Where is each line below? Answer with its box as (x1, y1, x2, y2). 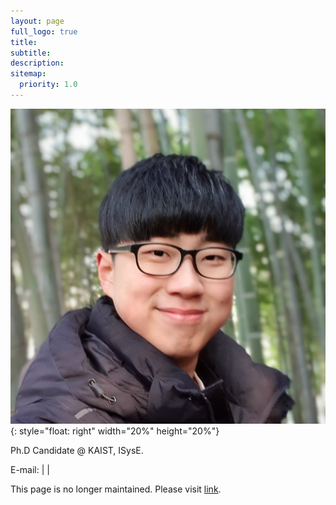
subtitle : (10, 48, 52, 58)
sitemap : (10, 69, 47, 79)
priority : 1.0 (19, 80, 78, 90)
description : (10, 58, 65, 69)
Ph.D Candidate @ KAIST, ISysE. (10, 444, 144, 456)
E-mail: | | (10, 463, 50, 475)
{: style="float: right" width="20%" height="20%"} (10, 425, 220, 437)
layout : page (10, 16, 65, 26)
